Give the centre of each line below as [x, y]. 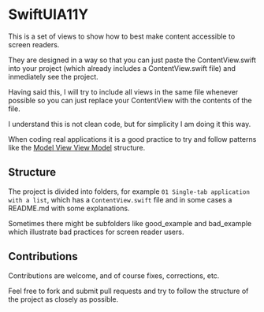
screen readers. [34, 44]
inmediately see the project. [53, 76]
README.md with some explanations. [69, 208]
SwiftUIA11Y [48, 15]
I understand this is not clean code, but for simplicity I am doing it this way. [130, 124]
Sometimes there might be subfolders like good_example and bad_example [130, 223]
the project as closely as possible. [63, 299]
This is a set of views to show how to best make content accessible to [122, 36]
